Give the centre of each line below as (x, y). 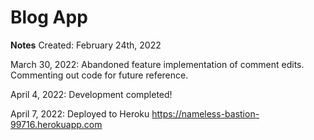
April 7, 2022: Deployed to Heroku (80, 113)
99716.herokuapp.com (56, 124)
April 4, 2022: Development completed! (91, 94)
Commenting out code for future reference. (99, 75)
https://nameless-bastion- (205, 113)
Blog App (49, 17)
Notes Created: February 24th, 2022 (86, 45)
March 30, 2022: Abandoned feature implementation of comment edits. (157, 64)
